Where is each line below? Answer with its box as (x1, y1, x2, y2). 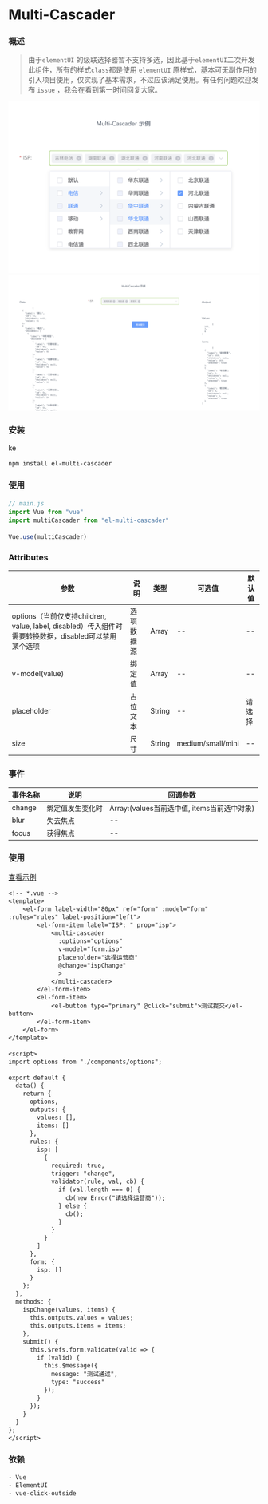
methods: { (15, 1297, 52, 1306)
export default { (8, 1074, 66, 1082)
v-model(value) (11, 668, 65, 678)
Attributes (8, 552, 49, 564)
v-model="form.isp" (58, 944, 124, 953)
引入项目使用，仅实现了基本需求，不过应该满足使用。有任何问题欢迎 (27, 75, 252, 85)
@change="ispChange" (58, 961, 127, 969)
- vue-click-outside (8, 1490, 77, 1498)
